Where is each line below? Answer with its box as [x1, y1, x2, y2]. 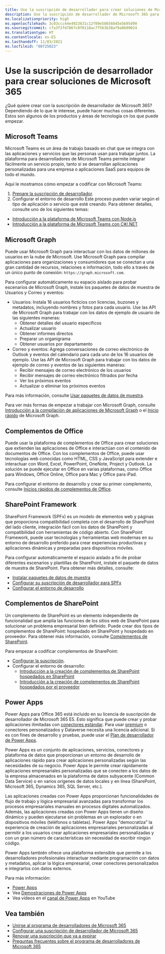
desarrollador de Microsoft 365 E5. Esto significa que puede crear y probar [5, 716, 157, 722]
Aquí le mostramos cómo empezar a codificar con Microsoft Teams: [5, 181, 142, 187]
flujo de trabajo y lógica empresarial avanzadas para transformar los [5, 798, 143, 804]
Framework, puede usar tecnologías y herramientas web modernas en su [5, 534, 153, 540]
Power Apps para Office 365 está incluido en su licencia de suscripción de [5, 711, 156, 717]
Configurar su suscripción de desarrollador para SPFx [12, 580, 122, 586]
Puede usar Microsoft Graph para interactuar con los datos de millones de [5, 248, 155, 254]
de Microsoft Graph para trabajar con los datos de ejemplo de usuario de [12, 310, 160, 316]
